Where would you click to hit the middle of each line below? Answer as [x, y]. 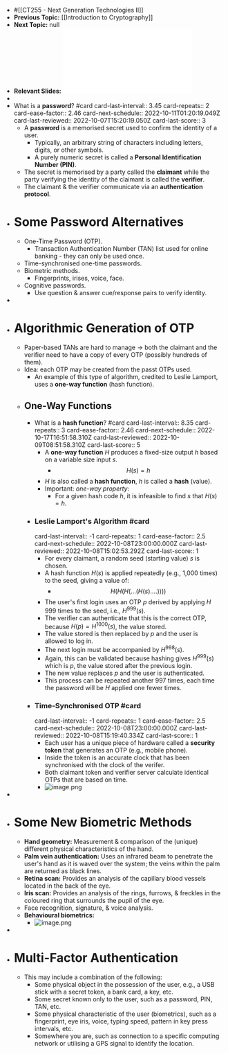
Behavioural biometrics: [59, 915]
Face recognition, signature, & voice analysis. [88, 908]
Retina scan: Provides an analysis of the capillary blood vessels [115, 878]
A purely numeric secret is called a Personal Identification [118, 157]
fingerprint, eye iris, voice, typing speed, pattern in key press [121, 1021]
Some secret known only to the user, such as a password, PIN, [123, 999]
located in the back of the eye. [67, 886]
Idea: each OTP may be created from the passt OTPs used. [108, 369]
